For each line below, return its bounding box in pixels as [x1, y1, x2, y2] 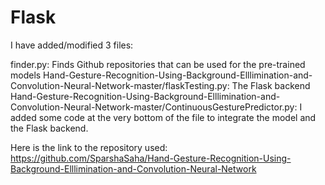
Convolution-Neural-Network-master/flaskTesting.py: [10, 79, 230, 91]
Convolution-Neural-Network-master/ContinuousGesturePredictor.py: [10, 101, 298, 113]
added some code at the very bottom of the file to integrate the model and [10, 111, 317, 123]
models [10, 69, 42, 81]
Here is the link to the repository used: [10, 141, 168, 153]
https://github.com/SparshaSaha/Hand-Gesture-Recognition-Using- [10, 152, 292, 164]
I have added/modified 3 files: [10, 39, 134, 51]
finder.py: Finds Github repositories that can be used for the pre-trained [10, 58, 306, 70]
